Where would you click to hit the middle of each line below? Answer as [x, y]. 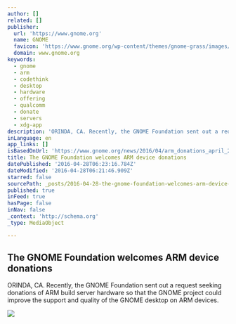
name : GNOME [31, 40]
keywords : [22, 60]
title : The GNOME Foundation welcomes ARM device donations [97, 158]
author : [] [23, 14]
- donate [26, 112]
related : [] [25, 20]
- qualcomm [29, 105]
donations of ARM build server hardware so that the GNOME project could [114, 293]
